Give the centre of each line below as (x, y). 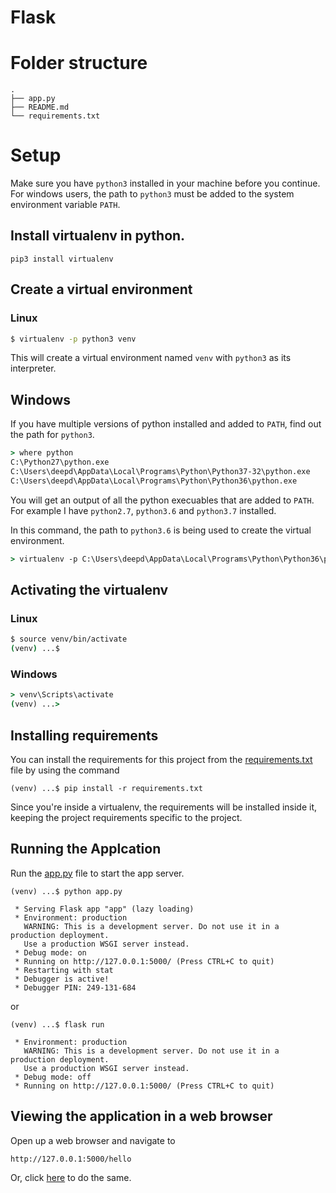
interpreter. (33, 368)
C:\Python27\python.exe (60, 462)
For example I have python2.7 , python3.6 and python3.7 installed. (143, 510)
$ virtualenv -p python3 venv (73, 339)
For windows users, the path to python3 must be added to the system (152, 194)
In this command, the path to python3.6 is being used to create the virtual (161, 530)
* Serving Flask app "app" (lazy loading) (104, 909)
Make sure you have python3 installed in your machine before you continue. (165, 183)
